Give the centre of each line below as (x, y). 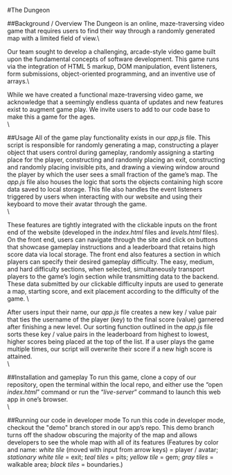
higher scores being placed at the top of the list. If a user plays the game (111, 342)
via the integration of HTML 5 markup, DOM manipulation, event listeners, (112, 66)
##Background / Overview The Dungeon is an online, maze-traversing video (116, 23)
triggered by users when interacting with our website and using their (105, 197)
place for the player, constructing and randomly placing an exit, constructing (116, 160)
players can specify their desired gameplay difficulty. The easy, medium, (111, 262)
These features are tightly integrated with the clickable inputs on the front (112, 225)
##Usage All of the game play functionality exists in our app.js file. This (109, 137)
